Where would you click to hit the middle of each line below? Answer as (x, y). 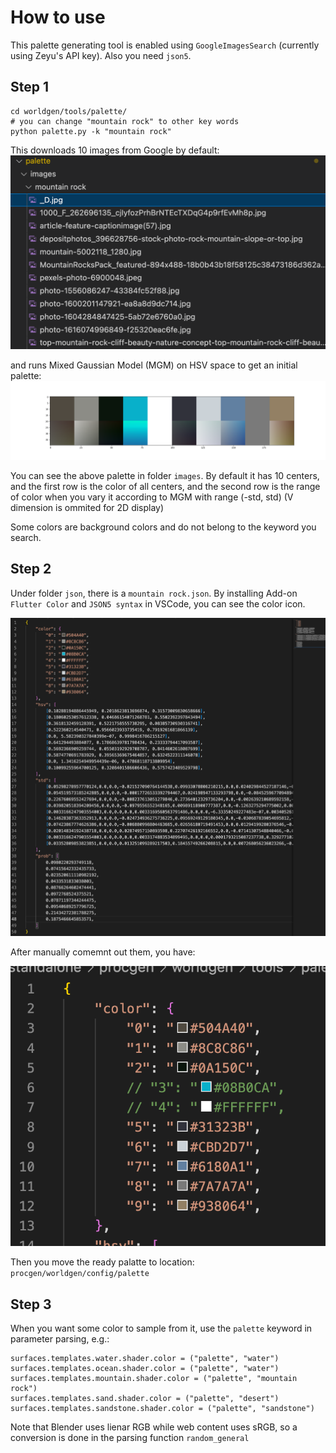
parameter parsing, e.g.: (60, 1339)
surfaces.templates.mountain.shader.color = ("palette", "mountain (154, 1379)
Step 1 (30, 87)
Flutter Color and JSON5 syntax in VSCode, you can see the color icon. (158, 603)
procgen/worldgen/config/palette (80, 1274)
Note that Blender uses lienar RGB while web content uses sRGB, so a (154, 1427)
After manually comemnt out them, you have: (103, 952)
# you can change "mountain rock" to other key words (125, 121)
